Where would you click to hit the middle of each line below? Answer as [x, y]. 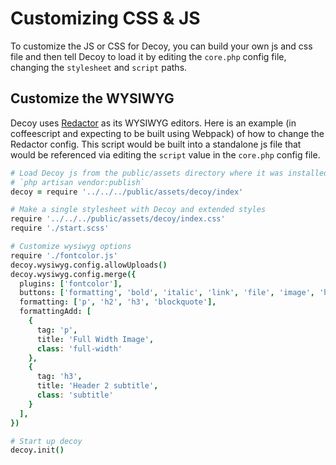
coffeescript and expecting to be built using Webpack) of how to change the [167, 133]
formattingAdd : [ [55, 312]
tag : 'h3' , [59, 377]
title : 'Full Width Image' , [95, 339]
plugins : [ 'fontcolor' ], [71, 283]
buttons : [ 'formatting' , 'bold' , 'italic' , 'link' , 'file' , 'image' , [167, 293]
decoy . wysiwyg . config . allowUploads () [89, 265]
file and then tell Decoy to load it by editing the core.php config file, [148, 56]
